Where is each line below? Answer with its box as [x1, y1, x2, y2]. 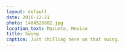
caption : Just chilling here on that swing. [6, 36, 120, 42]
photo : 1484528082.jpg [6, 20, 63, 26]
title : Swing [6, 31, 39, 37]
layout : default [6, 8, 47, 15]
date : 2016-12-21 [6, 14, 50, 20]
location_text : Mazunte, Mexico [6, 25, 88, 32]
